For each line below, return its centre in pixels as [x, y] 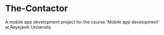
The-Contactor [37, 9]
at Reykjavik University [28, 27]
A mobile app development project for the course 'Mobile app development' [82, 22]
